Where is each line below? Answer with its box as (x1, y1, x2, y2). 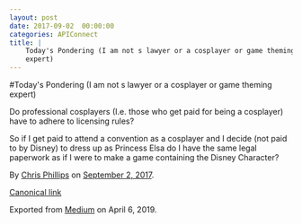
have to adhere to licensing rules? (9, 116, 135, 126)
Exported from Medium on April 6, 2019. (9, 204, 157, 215)
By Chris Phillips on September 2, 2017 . (9, 169, 155, 180)
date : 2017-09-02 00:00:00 (9, 22, 115, 30)
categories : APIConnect (9, 30, 99, 39)
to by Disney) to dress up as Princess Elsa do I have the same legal (9, 142, 258, 153)
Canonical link (9, 187, 62, 197)
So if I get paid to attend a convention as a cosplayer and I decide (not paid (9, 134, 288, 143)
